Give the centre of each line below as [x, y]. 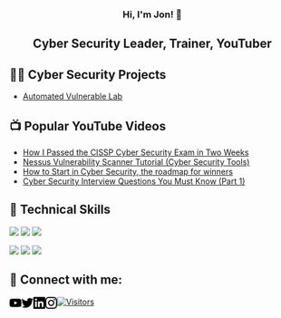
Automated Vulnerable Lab [73, 96]
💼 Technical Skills [60, 210]
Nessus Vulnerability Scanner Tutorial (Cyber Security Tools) [136, 161]
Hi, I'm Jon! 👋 [152, 14]
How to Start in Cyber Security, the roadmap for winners [128, 171]
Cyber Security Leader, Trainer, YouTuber [152, 44]
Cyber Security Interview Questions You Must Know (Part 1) [134, 181]
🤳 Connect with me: [66, 280]
